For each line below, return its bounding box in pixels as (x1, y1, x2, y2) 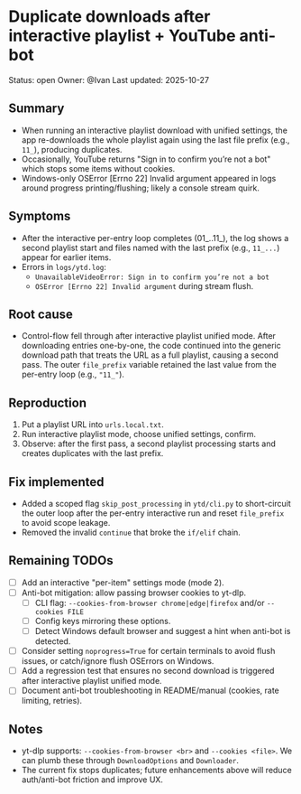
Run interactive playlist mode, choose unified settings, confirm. (21, 429, 257, 440)
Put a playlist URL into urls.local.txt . (21, 419, 164, 430)
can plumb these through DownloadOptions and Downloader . (21, 755, 240, 766)
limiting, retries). (21, 696, 83, 706)
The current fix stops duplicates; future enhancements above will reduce (21, 765, 292, 776)
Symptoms (8, 209, 71, 224)
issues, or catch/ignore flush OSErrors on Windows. (21, 656, 214, 667)
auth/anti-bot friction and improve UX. (21, 774, 164, 785)
